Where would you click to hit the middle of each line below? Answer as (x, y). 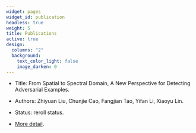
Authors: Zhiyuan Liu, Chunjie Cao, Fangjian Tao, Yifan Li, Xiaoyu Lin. (99, 101)
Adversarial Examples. (42, 90)
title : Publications (32, 34)
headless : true (25, 22)
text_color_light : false (48, 61)
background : (26, 56)
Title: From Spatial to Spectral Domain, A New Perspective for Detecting (102, 83)
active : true (22, 39)
